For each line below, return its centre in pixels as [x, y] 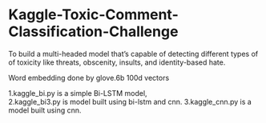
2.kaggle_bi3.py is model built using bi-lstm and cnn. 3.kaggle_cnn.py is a [130, 101]
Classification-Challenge [93, 32]
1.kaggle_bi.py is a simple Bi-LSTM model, [78, 93]
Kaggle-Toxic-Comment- [93, 15]
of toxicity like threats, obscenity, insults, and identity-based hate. [117, 62]
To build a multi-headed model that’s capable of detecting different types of [133, 54]
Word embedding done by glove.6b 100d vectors [89, 77]
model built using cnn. [45, 110]
